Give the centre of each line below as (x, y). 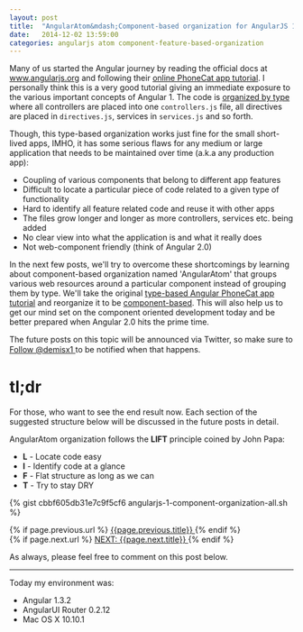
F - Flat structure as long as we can (88, 476)
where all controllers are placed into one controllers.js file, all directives (146, 107)
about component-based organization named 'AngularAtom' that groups (143, 274)
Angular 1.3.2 (47, 600)
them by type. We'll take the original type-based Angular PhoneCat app (142, 293)
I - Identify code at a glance (74, 466)
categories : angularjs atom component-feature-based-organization (137, 43)
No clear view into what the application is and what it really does (142, 238)
